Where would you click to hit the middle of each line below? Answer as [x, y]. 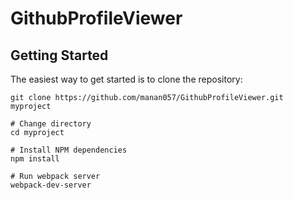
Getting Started [59, 55]
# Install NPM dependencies [69, 150]
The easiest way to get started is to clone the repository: [126, 79]
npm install [35, 159]
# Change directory [51, 124]
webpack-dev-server [51, 185]
